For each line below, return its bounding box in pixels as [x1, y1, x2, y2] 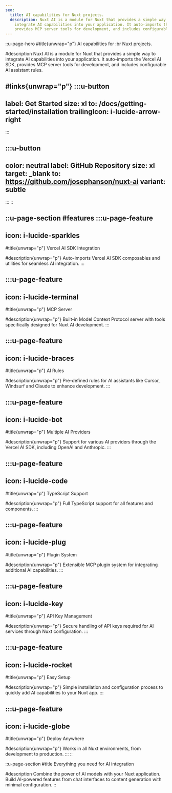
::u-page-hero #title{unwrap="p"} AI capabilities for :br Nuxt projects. [5, 41, 153, 47]
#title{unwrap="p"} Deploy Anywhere [5, 736, 84, 742]
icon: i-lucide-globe [5, 722, 70, 730]
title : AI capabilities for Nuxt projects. [10, 12, 104, 17]
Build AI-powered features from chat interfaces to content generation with [5, 776, 162, 783]
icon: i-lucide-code [5, 477, 68, 486]
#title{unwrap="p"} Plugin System [5, 551, 77, 557]
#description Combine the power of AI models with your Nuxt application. [5, 771, 161, 777]
